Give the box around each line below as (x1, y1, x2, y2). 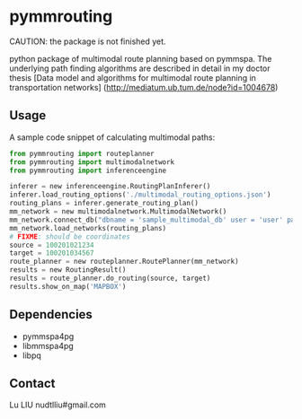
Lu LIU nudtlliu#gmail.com (9, 399, 106, 410)
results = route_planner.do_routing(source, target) (9, 274, 211, 283)
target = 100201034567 (9, 249, 94, 258)
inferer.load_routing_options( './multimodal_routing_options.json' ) (9, 190, 271, 199)
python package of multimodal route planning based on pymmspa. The (9, 53, 272, 64)
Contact (9, 375, 56, 391)
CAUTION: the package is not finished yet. (9, 36, 166, 47)
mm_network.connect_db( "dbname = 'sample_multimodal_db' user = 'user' (9, 215, 283, 224)
